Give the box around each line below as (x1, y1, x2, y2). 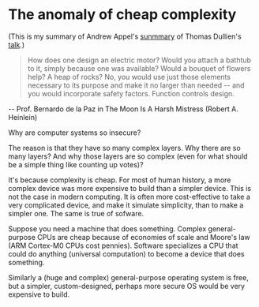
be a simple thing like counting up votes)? (8, 159, 144, 169)
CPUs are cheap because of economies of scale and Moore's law (36, 232, 250, 241)
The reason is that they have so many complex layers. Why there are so (8, 143, 241, 152)
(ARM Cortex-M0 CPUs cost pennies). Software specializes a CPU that (8, 241, 238, 250)
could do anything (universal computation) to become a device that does (8, 249, 245, 258)
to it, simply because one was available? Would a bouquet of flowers (27, 63, 251, 73)
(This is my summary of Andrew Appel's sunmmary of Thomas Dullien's (8, 32, 242, 41)
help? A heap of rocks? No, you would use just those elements (27, 72, 231, 81)
